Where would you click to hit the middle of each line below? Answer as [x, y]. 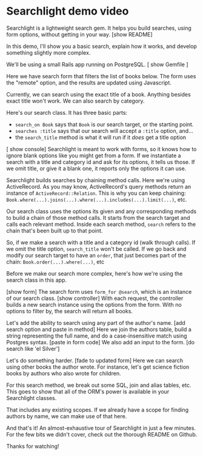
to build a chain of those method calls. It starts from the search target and [98, 217]
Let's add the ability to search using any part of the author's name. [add [96, 322]
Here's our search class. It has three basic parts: [67, 112]
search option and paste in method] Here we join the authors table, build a [99, 329]
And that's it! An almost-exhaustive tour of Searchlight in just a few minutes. [101, 428]
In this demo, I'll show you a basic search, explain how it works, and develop [101, 46]
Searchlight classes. [32, 398]
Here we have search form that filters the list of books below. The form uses [101, 76]
